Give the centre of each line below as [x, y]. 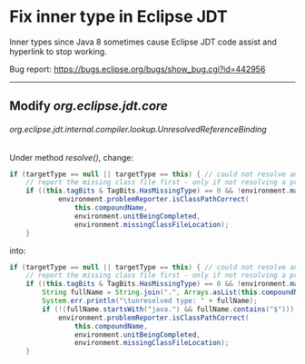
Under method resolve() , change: [72, 157]
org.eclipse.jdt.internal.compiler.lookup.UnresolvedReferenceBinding [138, 129]
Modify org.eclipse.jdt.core [89, 106]
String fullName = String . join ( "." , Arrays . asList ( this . [152, 292]
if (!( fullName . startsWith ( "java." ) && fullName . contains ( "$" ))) [168, 309]
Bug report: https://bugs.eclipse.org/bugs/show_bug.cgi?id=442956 [138, 69]
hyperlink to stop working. [58, 51]
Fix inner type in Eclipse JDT [119, 17]
